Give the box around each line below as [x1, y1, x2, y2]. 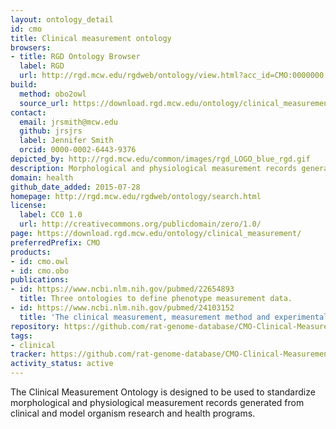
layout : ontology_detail [10, 14, 114, 25]
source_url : [19, 98, 70, 108]
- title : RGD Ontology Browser [10, 52, 141, 62]
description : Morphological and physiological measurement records [10, 163, 298, 173]
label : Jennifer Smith [19, 136, 114, 146]
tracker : [10, 349, 47, 360]
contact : [10, 107, 47, 118]
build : [10, 80, 38, 90]
